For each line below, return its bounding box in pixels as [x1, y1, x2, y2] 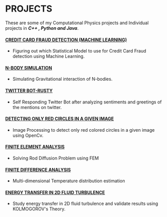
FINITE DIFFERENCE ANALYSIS [5, 167, 71, 173]
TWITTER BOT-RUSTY [5, 87, 53, 93]
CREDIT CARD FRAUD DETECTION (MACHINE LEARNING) [5, 36, 127, 43]
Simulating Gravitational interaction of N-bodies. [12, 76, 113, 82]
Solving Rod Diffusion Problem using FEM [12, 155, 99, 161]
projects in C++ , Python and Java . [5, 25, 79, 31]
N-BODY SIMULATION [5, 65, 52, 71]
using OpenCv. [12, 132, 44, 138]
